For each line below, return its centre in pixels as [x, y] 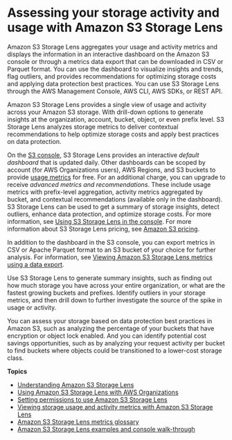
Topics [17, 371]
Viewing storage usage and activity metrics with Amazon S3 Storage [115, 407]
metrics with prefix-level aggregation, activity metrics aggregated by [105, 192]
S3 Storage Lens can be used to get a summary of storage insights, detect [113, 206]
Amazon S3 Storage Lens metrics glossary [78, 421]
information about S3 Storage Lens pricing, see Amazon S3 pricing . [103, 229]
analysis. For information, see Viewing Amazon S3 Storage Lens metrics [110, 257]
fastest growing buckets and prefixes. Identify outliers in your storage [106, 293]
